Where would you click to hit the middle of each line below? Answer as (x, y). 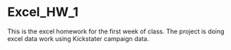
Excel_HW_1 (43, 12)
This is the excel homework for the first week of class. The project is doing (116, 31)
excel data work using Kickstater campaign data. (78, 38)
